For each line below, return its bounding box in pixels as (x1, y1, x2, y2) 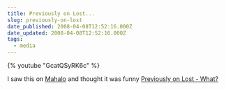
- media (13, 42, 36, 49)
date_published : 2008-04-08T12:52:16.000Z (7, 23, 133, 30)
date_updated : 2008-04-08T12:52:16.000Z (7, 29, 127, 37)
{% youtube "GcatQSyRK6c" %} (7, 62, 100, 69)
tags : (7, 36, 23, 43)
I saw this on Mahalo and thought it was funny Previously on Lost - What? (7, 75, 218, 83)
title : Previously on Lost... (7, 10, 96, 17)
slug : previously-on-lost (7, 17, 82, 24)
